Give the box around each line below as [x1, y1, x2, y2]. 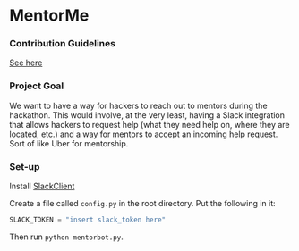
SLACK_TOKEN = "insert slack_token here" [9, 215, 167, 224]
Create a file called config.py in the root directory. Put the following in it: [9, 198, 276, 209]
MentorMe [9, 5, 90, 26]
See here [9, 57, 43, 68]
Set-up [9, 160, 40, 172]
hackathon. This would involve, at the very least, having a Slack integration [9, 109, 285, 121]
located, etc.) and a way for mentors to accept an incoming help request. [9, 129, 278, 139]
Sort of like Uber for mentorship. [9, 138, 129, 148]
